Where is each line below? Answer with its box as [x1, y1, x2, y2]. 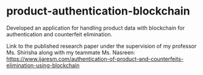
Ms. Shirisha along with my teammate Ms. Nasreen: [6, 48, 135, 56]
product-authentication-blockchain [6, 4, 190, 18]
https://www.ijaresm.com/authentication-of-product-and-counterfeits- [6, 55, 184, 62]
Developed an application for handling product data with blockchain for [6, 24, 185, 31]
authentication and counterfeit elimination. [6, 30, 113, 37]
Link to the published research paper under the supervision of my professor [6, 42, 197, 50]
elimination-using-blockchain [6, 62, 80, 69]
